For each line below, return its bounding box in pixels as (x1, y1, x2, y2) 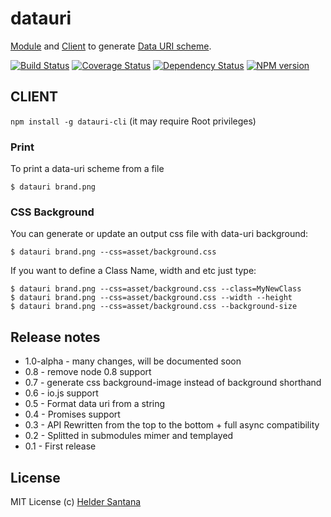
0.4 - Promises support (24, 408, 121, 421)
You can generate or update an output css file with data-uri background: (10, 228, 309, 240)
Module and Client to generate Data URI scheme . (10, 40, 212, 52)
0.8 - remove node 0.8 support (24, 366, 152, 378)
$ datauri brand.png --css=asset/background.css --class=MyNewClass (10, 284, 302, 294)
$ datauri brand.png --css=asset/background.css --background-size (10, 302, 298, 312)
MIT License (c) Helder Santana (10, 495, 142, 507)
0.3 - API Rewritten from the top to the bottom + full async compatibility (24, 419, 320, 431)
